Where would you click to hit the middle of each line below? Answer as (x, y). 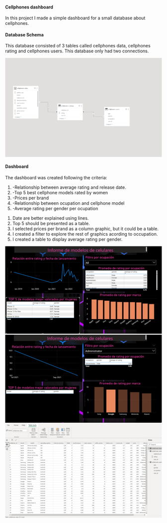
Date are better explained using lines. (50, 218)
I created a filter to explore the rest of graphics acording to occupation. (85, 234)
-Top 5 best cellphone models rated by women (60, 192)
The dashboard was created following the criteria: (56, 177)
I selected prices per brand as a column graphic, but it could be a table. (85, 229)
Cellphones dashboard (29, 7)
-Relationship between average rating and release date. (69, 187)
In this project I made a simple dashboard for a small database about (75, 18)
